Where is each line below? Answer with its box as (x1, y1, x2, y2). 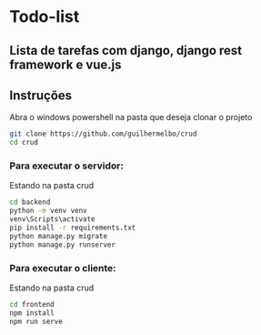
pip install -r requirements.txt (9, 223, 136, 233)
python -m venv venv (9, 207, 88, 216)
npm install (9, 308, 55, 318)
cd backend (9, 198, 51, 207)
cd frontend (9, 299, 55, 309)
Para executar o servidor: (9, 159, 125, 172)
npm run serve (9, 317, 64, 326)
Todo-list (9, 6, 80, 27)
